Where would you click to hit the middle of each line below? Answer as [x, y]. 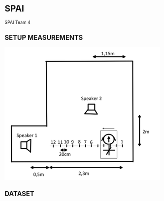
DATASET [20, 194]
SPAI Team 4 [17, 22]
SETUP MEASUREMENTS [44, 38]
